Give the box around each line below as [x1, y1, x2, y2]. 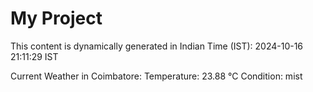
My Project [10, 7, 103, 30]
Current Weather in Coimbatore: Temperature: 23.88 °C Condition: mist [10, 70, 303, 82]
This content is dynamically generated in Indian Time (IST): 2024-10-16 [10, 40, 304, 52]
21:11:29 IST [10, 50, 59, 62]
